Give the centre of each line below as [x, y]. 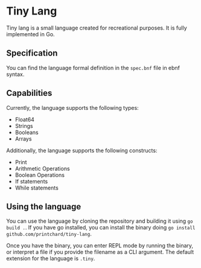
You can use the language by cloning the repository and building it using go [100, 221]
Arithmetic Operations [43, 168]
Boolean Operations [40, 175]
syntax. [15, 74]
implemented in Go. [31, 34]
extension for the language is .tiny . [51, 258]
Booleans [27, 132]
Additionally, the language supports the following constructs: [82, 150]
